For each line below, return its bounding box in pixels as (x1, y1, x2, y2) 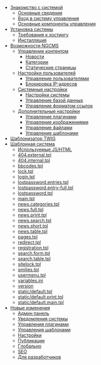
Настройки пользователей (17, 70, 76, 76)
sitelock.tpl (17, 261, 41, 267)
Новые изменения (10, 305, 50, 311)
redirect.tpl (17, 239, 41, 245)
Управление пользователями (25, 76, 89, 81)
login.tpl (17, 174, 35, 179)
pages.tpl (17, 234, 38, 240)
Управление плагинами (25, 114, 77, 120)
